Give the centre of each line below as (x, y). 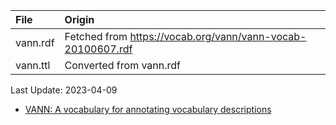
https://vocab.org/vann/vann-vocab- (218, 36)
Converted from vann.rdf (123, 65)
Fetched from (96, 36)
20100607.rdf (98, 49)
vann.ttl (33, 65)
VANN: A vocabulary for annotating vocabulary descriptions (148, 109)
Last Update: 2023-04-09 (64, 90)
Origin (79, 19)
